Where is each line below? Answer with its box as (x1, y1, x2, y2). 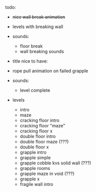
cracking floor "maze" (19, 123, 65, 128)
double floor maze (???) (19, 139, 69, 144)
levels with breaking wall (12, 24, 63, 30)
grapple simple (19, 155, 51, 160)
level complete (19, 87, 50, 93)
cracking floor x (19, 128, 52, 134)
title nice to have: (12, 58, 48, 64)
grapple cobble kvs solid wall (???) (19, 160, 91, 166)
